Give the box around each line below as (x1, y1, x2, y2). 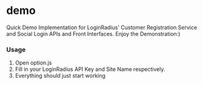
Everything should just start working (15, 72, 106, 80)
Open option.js (15, 59, 52, 67)
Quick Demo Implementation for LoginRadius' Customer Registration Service (6, 24, 198, 31)
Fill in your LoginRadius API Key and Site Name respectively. (15, 66, 165, 73)
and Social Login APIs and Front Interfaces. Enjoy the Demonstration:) (6, 30, 181, 37)
